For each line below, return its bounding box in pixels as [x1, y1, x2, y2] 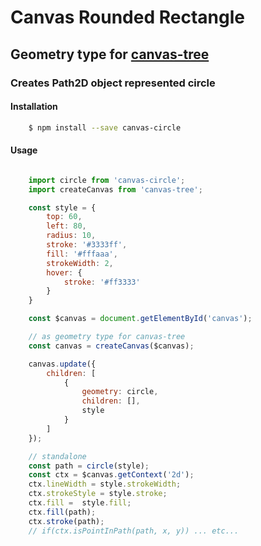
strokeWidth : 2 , [46, 258, 114, 268]
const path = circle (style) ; [28, 461, 150, 471]
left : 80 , [46, 221, 87, 231]
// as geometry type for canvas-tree [28, 332, 186, 342]
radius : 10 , [46, 231, 97, 241]
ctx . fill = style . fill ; [28, 498, 132, 508]
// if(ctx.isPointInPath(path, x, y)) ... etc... [28, 526, 240, 536]
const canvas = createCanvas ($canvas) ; [28, 341, 195, 351]
